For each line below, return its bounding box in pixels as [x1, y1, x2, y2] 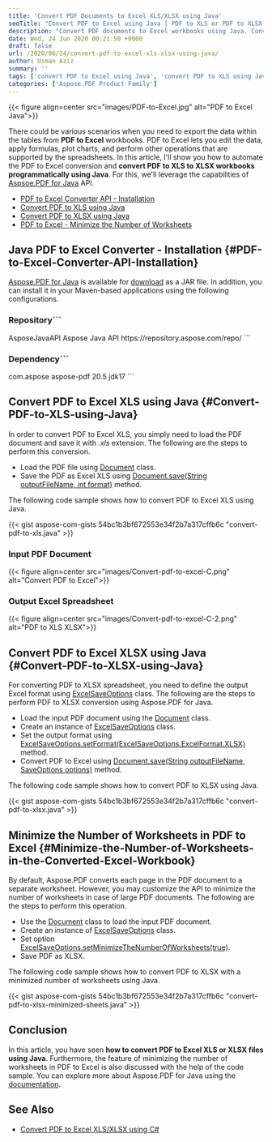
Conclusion [8, 1023, 68, 1037]
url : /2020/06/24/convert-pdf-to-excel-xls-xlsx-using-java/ [8, 49, 219, 58]
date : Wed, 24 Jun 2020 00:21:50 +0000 [8, 34, 143, 43]
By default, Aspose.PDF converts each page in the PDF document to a [8, 875, 243, 884]
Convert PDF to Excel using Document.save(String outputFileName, [19, 756, 245, 766]
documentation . [8, 1079, 62, 1089]
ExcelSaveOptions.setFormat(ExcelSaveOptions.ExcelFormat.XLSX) [19, 739, 245, 749]
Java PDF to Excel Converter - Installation [8, 242, 223, 256]
